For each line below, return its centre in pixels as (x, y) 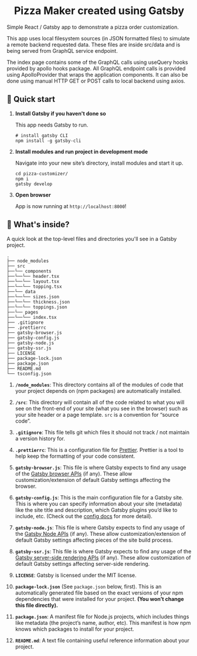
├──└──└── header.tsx (33, 276)
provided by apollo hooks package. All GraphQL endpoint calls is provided (96, 68)
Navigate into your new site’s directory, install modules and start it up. (99, 163)
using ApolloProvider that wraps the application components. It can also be (97, 74)
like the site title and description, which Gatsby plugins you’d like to (96, 510)
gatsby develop (34, 184)
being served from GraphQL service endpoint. (62, 50)
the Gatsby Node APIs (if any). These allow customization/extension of (101, 533)
